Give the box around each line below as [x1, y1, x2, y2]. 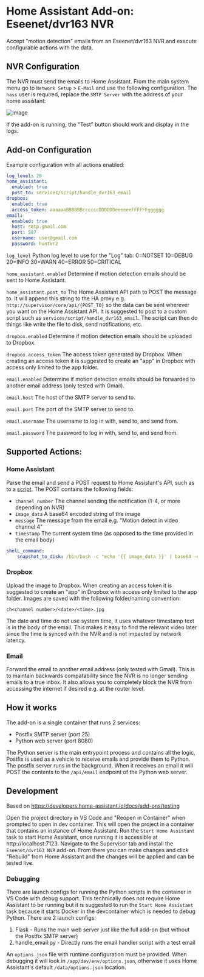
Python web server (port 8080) [15, 737, 93, 744]
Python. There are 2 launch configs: [6, 914, 96, 921]
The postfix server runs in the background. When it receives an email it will [6, 761, 193, 769]
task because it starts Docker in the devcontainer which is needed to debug [6, 908, 195, 915]
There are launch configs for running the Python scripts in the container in [6, 888, 192, 895]
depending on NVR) [15, 504, 65, 511]
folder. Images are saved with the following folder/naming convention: [6, 594, 181, 602]
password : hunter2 [12, 241, 59, 247]
